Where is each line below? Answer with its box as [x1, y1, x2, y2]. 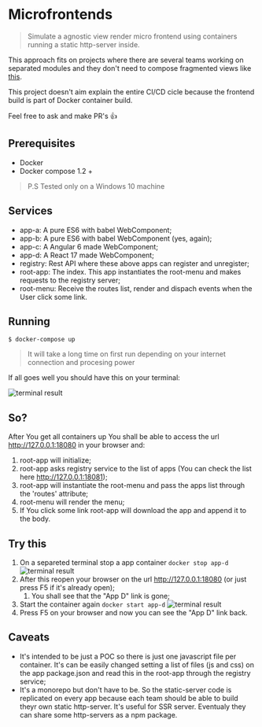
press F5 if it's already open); [19, 583, 116, 592]
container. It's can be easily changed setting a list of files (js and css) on [19, 659, 254, 670]
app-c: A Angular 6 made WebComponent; [19, 242, 159, 251]
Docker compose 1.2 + [19, 166, 93, 175]
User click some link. [19, 292, 88, 301]
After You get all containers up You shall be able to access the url [8, 432, 220, 441]
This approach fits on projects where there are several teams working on [8, 55, 244, 65]
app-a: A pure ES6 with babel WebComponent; [19, 225, 172, 234]
